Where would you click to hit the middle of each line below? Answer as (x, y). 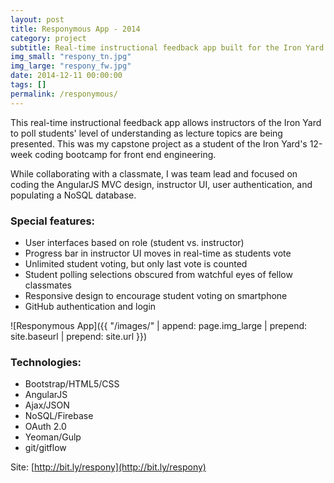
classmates (48, 285)
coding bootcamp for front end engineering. (125, 154)
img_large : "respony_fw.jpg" (71, 66)
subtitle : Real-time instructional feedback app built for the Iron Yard (167, 47)
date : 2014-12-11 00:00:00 (66, 76)
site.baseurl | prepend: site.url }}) (79, 336)
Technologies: (46, 362)
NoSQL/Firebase (59, 416)
